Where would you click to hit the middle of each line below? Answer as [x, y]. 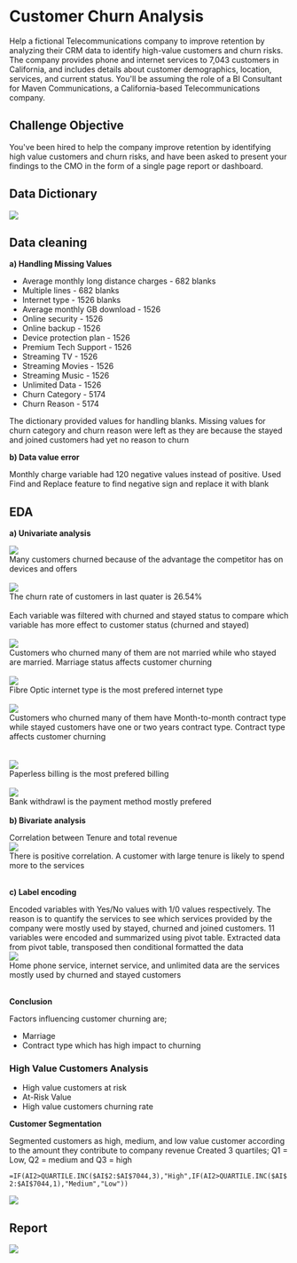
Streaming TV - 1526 [60, 356]
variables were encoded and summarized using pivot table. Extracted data [145, 938]
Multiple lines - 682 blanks [70, 291]
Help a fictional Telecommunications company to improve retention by [137, 41]
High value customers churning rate [87, 1107]
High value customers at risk [74, 1088]
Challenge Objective [66, 126]
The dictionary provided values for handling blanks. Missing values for [137, 421]
